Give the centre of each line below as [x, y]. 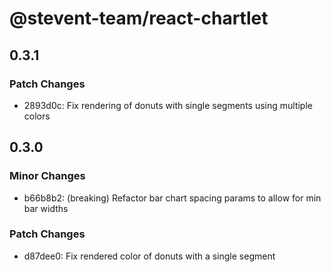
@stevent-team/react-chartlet [139, 18]
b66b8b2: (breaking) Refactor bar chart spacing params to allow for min [172, 198]
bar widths [46, 208]
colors [37, 116]
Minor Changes [47, 176]
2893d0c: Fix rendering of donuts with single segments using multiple [168, 105]
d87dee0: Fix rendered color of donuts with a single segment [149, 256]
